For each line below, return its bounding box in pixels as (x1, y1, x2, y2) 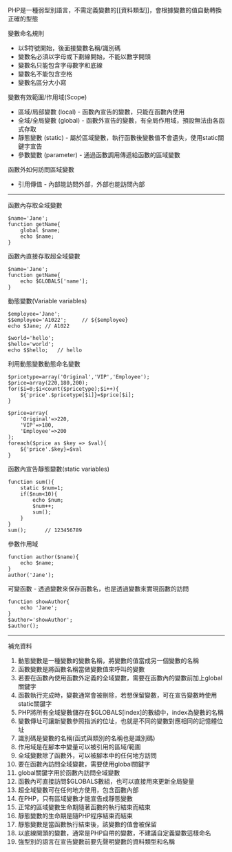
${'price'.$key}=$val (20, 446, 82, 453)
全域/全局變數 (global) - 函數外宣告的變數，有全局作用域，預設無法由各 (17, 116, 219, 124)
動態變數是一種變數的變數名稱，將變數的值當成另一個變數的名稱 (17, 657, 199, 665)
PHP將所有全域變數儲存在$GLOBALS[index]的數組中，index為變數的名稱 (17, 709, 224, 716)
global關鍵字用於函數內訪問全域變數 (17, 769, 120, 777)
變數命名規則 (8, 30, 44, 37)
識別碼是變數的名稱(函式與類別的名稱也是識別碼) (17, 734, 156, 742)
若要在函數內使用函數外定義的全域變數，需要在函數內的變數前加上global (17, 674, 223, 682)
